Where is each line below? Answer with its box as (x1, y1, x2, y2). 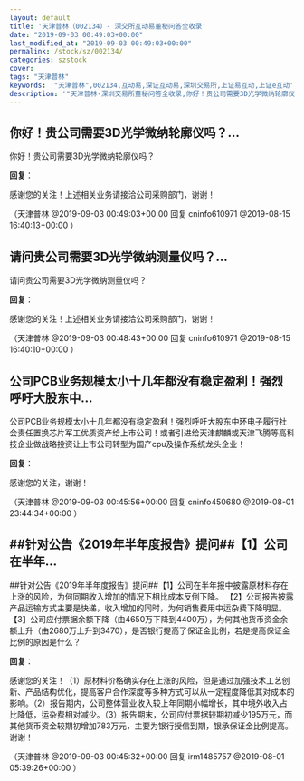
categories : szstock (9, 55, 88, 64)
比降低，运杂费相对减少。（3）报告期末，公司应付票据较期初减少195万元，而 (9, 708, 293, 719)
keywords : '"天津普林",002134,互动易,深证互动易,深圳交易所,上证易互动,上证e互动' (9, 81, 294, 90)
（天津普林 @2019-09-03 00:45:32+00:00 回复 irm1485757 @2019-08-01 (9, 750, 285, 762)
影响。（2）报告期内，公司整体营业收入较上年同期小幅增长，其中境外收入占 (9, 698, 288, 708)
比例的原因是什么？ (9, 636, 81, 647)
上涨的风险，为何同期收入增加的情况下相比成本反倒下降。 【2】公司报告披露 (9, 591, 294, 601)
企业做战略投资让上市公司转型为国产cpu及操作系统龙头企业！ (16, 438, 246, 449)
